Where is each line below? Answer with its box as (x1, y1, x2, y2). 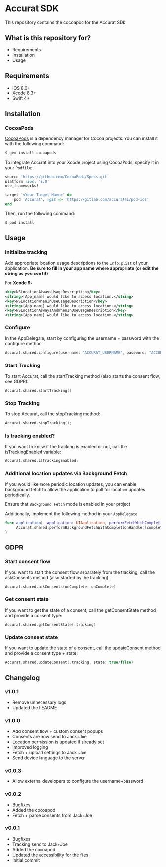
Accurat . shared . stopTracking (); (5, 420, 72, 425)
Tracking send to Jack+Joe (12, 841, 68, 847)
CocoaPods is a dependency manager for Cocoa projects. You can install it (5, 136, 158, 141)
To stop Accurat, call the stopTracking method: (5, 411, 100, 417)
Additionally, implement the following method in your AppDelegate (5, 511, 138, 517)
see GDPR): (5, 378, 29, 384)
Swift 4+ (12, 95, 30, 101)
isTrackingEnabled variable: (5, 449, 61, 455)
